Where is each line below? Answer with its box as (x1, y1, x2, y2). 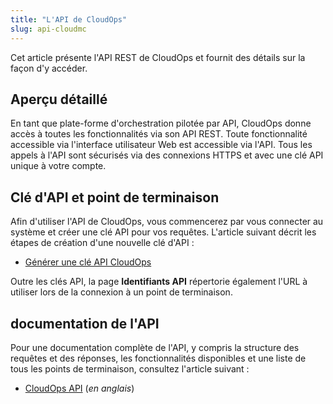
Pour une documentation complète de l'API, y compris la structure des (10, 341, 300, 353)
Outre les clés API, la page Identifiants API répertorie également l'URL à (10, 276, 308, 288)
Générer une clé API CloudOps (24, 256, 152, 268)
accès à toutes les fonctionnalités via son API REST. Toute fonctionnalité (10, 128, 308, 140)
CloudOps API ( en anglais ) (24, 382, 135, 394)
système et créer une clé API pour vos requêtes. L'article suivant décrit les (10, 226, 317, 238)
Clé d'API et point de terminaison (10, 189, 220, 206)
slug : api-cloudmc (10, 24, 87, 34)
